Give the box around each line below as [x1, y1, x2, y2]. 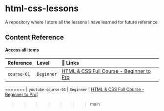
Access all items [5, 47, 39, 53]
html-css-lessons [5, 3, 79, 14]
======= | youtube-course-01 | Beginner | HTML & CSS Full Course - [5, 86, 144, 92]
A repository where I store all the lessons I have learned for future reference [5, 19, 158, 25]
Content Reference [5, 33, 64, 42]
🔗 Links [61, 59, 79, 66]
